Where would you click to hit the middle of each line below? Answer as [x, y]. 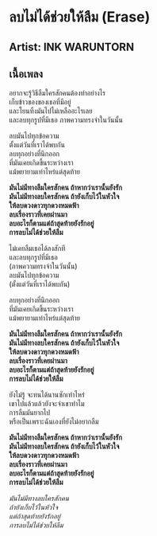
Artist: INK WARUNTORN [71, 47]
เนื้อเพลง [26, 74]
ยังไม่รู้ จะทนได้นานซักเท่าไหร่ [47, 395]
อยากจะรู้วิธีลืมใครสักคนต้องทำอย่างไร [57, 93]
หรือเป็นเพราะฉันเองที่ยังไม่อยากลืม [54, 421]
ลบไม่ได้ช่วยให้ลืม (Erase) [80, 17]
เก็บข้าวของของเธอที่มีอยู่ [40, 102]
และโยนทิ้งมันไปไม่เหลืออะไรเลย [51, 111]
